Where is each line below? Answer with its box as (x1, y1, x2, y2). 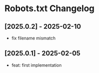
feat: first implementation (11, 62, 62, 68)
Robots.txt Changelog (4, 3, 95, 14)
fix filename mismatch (11, 35, 56, 41)
